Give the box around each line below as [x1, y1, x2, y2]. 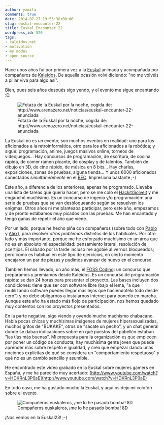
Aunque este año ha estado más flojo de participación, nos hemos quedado [5, 298, 159, 304]
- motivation [5, 44, 32, 49]
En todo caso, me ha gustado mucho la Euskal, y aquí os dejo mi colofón [5, 385, 152, 391]
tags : [5, 35, 16, 40]
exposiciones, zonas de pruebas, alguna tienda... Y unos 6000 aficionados [5, 169, 157, 175]
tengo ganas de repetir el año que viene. [5, 216, 88, 222]
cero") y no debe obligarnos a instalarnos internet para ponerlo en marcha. [5, 293, 158, 299]
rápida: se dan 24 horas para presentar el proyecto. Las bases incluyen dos [5, 277, 159, 283]
